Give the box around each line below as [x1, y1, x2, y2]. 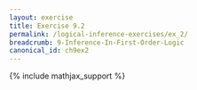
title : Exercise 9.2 [9, 21, 86, 30]
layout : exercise [9, 12, 74, 22]
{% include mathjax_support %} [9, 70, 126, 81]
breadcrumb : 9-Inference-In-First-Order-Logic [9, 37, 185, 47]
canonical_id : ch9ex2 [9, 46, 90, 55]
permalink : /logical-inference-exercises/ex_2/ [9, 29, 189, 38]
